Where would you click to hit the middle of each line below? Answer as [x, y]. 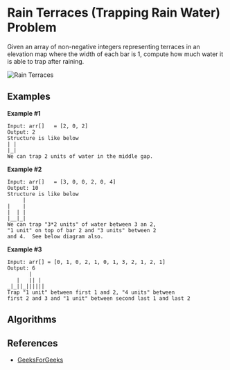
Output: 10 [23, 188]
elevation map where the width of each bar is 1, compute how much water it [115, 54]
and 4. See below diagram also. [55, 236]
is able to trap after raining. [46, 61]
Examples [29, 97]
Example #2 [25, 169]
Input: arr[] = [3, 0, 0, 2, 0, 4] [62, 182]
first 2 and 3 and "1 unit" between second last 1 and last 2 [99, 298]
